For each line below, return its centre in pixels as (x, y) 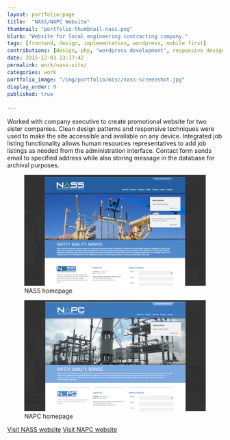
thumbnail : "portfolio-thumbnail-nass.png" (70, 29)
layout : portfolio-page (41, 14)
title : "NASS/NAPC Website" (49, 22)
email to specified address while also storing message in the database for (111, 158)
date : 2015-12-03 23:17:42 (46, 58)
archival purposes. (33, 165)
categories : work (32, 72)
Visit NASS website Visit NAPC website (62, 429)
